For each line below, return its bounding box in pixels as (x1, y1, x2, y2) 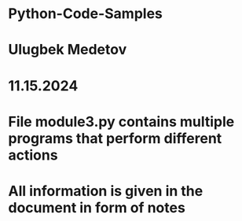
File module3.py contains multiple (8, 112, 235, 131)
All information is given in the (8, 182, 203, 200)
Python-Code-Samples (8, 5, 163, 23)
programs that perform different (8, 129, 222, 147)
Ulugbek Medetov (8, 41, 127, 59)
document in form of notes (8, 198, 186, 216)
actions (8, 146, 58, 164)
